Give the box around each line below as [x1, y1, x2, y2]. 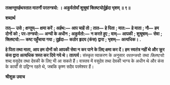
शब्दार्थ [5, 15, 16, 21]
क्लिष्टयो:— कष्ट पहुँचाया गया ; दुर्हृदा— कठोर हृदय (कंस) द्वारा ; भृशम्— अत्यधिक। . [5, 36, 141, 42]
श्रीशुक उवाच [5, 74, 25, 79]
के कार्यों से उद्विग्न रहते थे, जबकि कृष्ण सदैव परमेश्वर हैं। [5, 64, 94, 69]
